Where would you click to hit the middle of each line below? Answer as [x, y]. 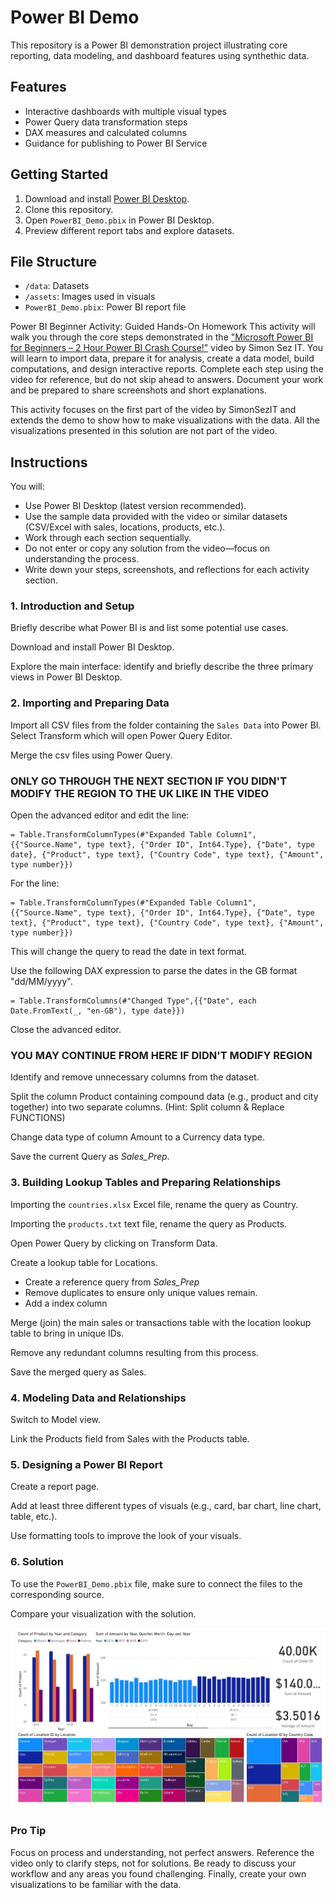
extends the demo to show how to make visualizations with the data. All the [165, 420]
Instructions [49, 462]
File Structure [53, 261]
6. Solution [37, 1562]
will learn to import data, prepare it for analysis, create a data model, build [162, 358]
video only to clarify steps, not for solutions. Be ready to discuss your [153, 1863]
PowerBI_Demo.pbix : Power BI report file [105, 307]
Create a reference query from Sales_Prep [112, 1282]
